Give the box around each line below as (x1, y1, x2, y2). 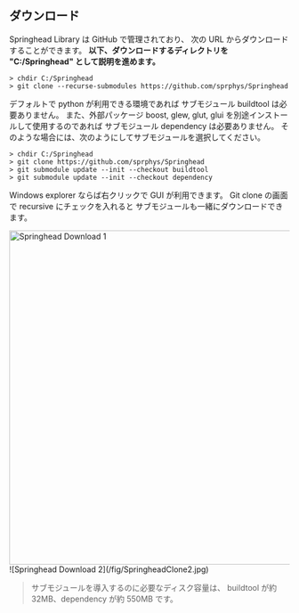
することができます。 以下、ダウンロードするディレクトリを (9, 45, 229, 55)
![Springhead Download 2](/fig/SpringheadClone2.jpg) (9, 564, 209, 575)
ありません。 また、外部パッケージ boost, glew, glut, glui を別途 (16, 110, 250, 120)
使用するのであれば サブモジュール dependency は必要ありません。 (32, 120, 279, 131)
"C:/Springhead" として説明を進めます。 (9, 56, 160, 67)
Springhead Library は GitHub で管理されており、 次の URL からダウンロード (9, 34, 289, 45)
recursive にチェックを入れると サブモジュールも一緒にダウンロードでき (19, 200, 284, 211)
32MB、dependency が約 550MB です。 (30, 593, 178, 604)
